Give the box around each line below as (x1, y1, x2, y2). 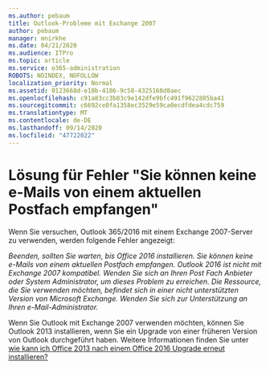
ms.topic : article (8, 57, 70, 65)
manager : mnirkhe (8, 34, 67, 43)
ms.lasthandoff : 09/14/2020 (8, 124, 103, 132)
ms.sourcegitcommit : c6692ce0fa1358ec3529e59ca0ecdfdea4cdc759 (8, 101, 225, 109)
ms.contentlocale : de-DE (8, 117, 92, 125)
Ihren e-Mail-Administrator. (8, 302, 99, 312)
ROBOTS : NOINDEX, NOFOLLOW (8, 72, 99, 80)
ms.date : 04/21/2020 (8, 42, 78, 50)
